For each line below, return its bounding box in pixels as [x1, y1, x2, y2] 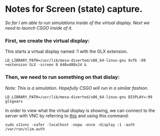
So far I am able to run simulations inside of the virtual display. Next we [5, 20, 150, 26]
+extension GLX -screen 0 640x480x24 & [5, 63, 87, 68]
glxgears [5, 99, 23, 104]
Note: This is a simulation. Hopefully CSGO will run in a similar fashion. [5, 85, 149, 91]
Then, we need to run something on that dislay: [5, 74, 120, 81]
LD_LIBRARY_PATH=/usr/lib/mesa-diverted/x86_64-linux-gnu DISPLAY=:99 [5, 95, 153, 100]
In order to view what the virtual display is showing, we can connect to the [5, 107, 156, 113]
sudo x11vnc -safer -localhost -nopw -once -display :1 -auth [5, 122, 135, 127]
